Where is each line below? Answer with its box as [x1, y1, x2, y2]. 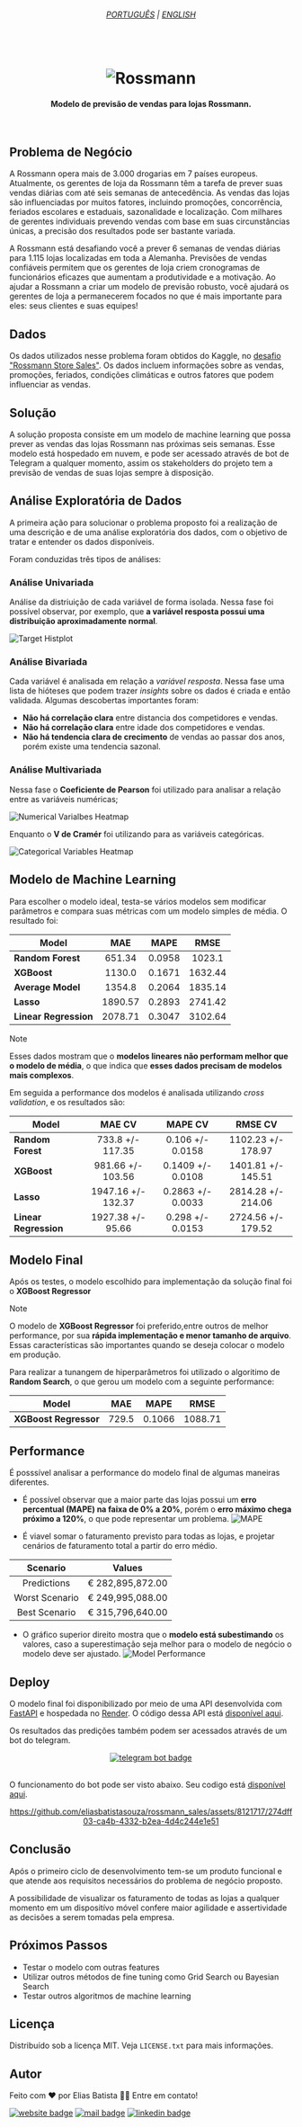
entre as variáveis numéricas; [9, 793, 119, 804]
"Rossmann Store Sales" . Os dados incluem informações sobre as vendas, [9, 360, 285, 371]
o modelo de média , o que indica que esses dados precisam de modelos [9, 1059, 283, 1071]
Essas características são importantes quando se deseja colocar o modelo [9, 1340, 285, 1351]
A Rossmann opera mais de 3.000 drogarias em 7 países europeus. [9, 168, 259, 179]
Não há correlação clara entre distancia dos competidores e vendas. [22, 712, 279, 723]
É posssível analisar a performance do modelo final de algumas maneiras [9, 1468, 280, 1479]
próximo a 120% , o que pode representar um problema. [22, 1514, 230, 1524]
